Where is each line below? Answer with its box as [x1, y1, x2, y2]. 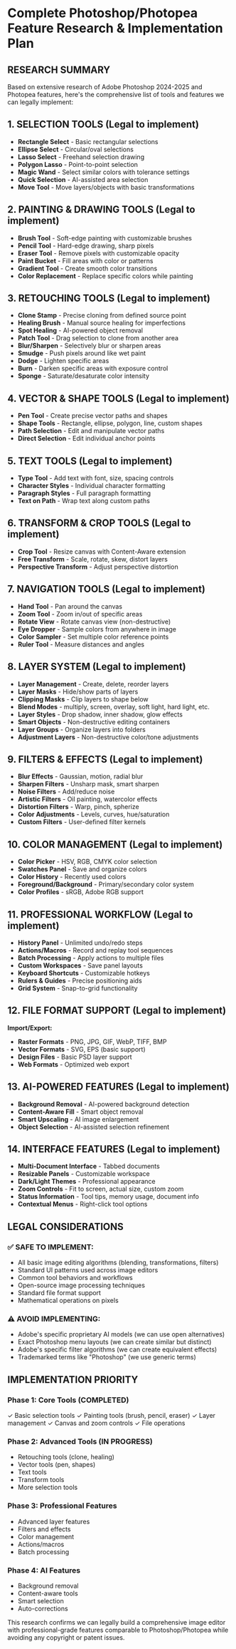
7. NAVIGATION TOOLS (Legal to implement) [7, 583, 206, 595]
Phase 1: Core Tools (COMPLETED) [7, 1395, 129, 1405]
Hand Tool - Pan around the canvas [17, 602, 123, 611]
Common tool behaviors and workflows [17, 1274, 134, 1282]
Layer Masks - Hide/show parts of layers [17, 687, 139, 696]
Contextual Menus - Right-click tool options [17, 1200, 148, 1209]
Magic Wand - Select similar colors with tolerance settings [17, 168, 190, 176]
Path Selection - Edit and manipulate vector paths [17, 427, 165, 435]
